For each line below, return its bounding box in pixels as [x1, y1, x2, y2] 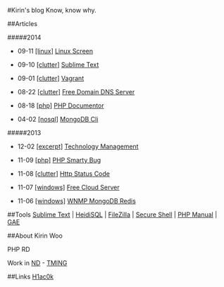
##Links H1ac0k [7, 272, 54, 281]
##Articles [7, 20, 37, 27]
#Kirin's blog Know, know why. [7, 6, 97, 14]
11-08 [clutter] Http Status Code [17, 170, 111, 178]
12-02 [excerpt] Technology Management [17, 142, 139, 151]
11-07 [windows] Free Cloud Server [17, 183, 120, 191]
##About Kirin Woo [7, 231, 63, 240]
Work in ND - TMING [7, 259, 68, 267]
